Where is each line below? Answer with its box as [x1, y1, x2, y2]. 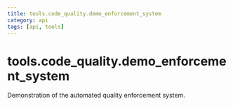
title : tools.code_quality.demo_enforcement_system [7, 10, 161, 17]
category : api [7, 17, 49, 24]
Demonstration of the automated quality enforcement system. [7, 91, 186, 100]
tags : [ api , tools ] [7, 23, 65, 30]
